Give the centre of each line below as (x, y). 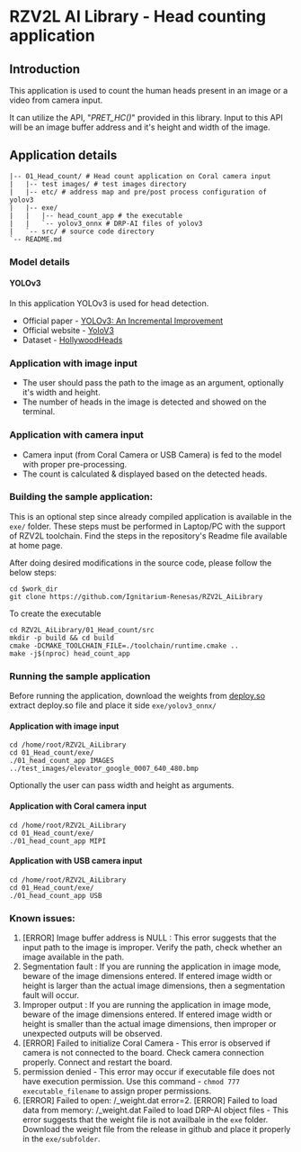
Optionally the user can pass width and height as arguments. (122, 785)
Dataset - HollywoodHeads (72, 340)
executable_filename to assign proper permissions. (117, 1091)
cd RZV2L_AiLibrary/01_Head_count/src (82, 630)
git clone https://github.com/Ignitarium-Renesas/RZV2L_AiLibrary (136, 596)
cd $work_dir (34, 589)
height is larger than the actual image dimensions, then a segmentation (154, 986)
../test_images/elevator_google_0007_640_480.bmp (104, 769)
